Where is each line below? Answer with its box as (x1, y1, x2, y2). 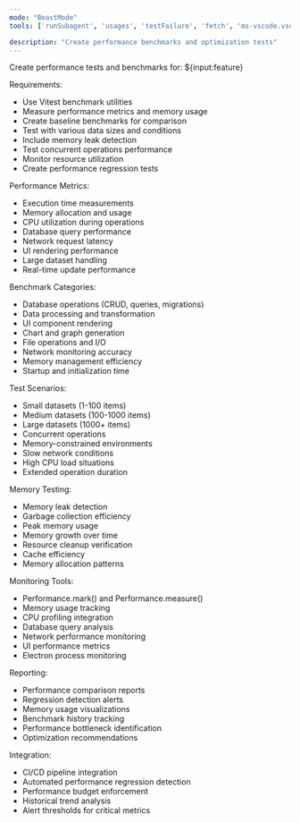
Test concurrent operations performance (21, 144, 172, 155)
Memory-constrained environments (21, 438, 154, 449)
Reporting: (9, 667, 48, 678)
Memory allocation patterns (21, 558, 125, 569)
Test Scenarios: (9, 383, 67, 394)
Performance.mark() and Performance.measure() (21, 593, 204, 604)
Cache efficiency (21, 549, 86, 560)
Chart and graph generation (21, 327, 125, 338)
